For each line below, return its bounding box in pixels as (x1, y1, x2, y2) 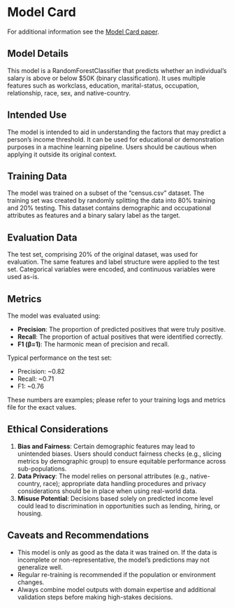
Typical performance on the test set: (7, 353, 112, 362)
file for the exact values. (7, 403, 77, 411)
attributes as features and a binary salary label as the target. (7, 211, 181, 219)
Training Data (7, 170, 68, 182)
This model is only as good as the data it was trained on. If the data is (17, 548, 218, 556)
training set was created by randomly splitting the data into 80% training (7, 196, 215, 205)
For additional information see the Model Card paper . (7, 27, 159, 36)
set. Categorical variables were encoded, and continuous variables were (7, 265, 216, 273)
